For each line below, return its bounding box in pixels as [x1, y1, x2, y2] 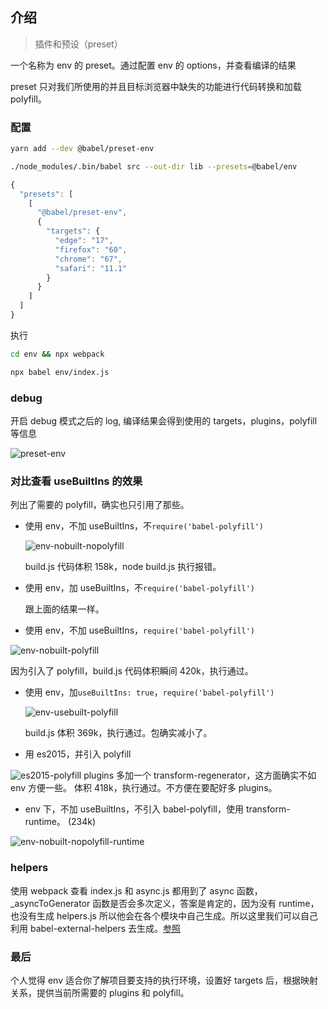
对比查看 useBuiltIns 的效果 [10, 474, 143, 488]
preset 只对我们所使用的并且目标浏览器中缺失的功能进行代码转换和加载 [10, 80, 302, 92]
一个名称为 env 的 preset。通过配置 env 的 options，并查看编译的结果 [10, 59, 297, 71]
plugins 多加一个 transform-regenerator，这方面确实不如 [83, 769, 317, 782]
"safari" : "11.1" [54, 263, 128, 273]
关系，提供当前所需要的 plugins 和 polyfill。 [10, 986, 190, 998]
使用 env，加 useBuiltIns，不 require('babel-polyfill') [24, 582, 256, 594]
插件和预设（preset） [34, 38, 123, 50]
